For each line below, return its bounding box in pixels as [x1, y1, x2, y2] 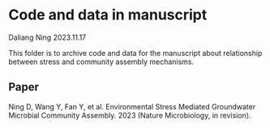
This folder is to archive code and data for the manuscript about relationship [8, 48, 263, 58]
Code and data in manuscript [8, 6, 208, 24]
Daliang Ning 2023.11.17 [8, 32, 87, 42]
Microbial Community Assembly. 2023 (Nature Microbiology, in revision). [8, 110, 251, 120]
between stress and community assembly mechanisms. [8, 57, 195, 66]
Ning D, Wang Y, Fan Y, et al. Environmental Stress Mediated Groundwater [8, 101, 256, 111]
